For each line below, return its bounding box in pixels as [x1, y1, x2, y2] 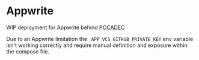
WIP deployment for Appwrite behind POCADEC [6, 24, 125, 31]
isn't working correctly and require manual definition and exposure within [6, 42, 188, 49]
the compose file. [6, 48, 50, 55]
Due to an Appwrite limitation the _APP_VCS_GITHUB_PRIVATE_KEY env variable [6, 35, 194, 42]
